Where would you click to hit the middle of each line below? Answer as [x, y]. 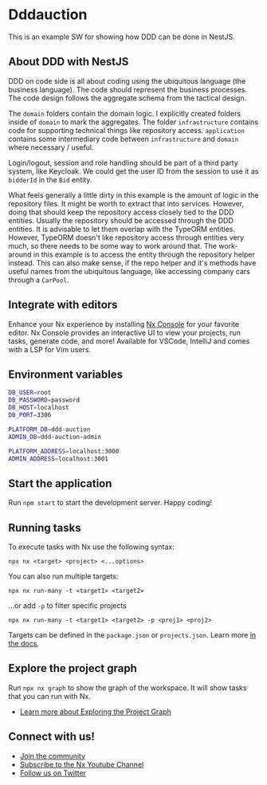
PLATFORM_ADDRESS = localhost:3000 [64, 451]
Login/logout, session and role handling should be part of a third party [124, 163]
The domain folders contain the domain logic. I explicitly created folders [125, 113]
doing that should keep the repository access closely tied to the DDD [121, 212]
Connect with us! [52, 737]
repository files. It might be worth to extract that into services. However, [126, 203]
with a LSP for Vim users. [50, 349]
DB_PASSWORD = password [44, 400]
